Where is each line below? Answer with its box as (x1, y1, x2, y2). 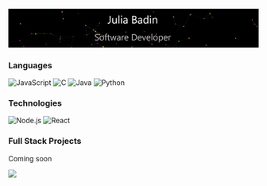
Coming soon (8, 153, 52, 163)
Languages (8, 60, 53, 71)
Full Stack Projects (8, 136, 82, 147)
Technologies (8, 98, 62, 109)
